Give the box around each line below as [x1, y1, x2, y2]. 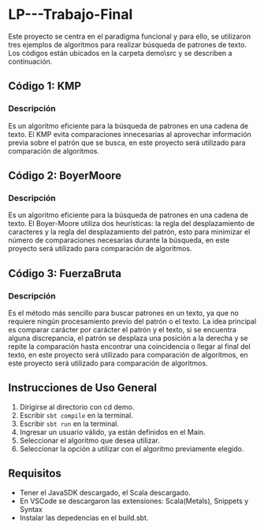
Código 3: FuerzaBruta [8, 266, 122, 280]
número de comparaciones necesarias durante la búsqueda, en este [8, 235, 230, 245]
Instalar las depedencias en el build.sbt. [19, 513, 149, 522]
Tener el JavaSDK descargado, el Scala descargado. [19, 487, 191, 497]
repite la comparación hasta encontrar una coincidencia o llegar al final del [8, 342, 251, 351]
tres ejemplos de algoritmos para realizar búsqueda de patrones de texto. [8, 39, 247, 49]
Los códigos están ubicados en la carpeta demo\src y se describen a [8, 48, 232, 57]
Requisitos [8, 467, 61, 480]
